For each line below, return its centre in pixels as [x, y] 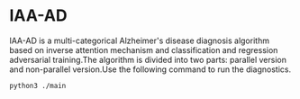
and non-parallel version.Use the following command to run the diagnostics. [150, 69]
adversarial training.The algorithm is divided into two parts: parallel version [148, 59]
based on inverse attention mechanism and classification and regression [144, 49]
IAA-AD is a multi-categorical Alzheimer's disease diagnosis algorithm [140, 40]
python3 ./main [38, 85]
